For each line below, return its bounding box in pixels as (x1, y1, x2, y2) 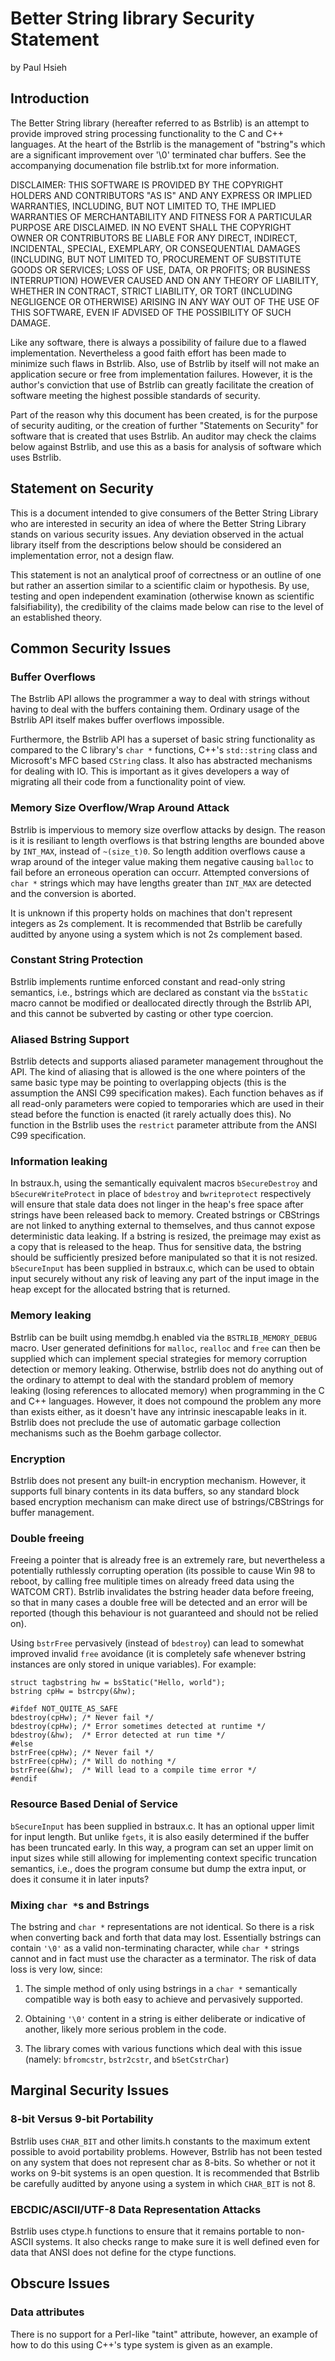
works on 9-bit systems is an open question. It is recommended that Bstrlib (10, 2167, 320, 2179)
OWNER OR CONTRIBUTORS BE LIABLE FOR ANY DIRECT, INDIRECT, (10, 232, 298, 244)
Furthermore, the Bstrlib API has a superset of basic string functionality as (10, 733, 316, 746)
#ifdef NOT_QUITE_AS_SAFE (10, 1704, 118, 1714)
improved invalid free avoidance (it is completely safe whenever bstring (10, 1648, 307, 1660)
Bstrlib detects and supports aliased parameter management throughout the (10, 1055, 324, 1067)
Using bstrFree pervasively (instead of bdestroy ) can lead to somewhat (10, 1637, 305, 1649)
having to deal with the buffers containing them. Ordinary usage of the (10, 703, 300, 716)
